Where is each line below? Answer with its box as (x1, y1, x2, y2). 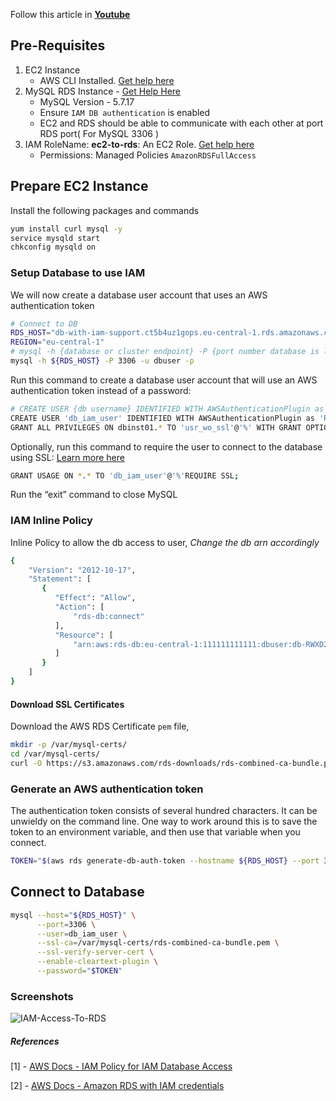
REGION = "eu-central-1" (10, 337, 105, 348)
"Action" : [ (54, 602, 105, 613)
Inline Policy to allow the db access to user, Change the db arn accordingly (10, 536, 320, 548)
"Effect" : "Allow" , (54, 593, 137, 603)
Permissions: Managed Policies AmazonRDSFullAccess (39, 149, 257, 161)
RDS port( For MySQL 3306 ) (39, 127, 159, 139)
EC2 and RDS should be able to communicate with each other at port (39, 117, 324, 129)
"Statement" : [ (28, 574, 92, 584)
